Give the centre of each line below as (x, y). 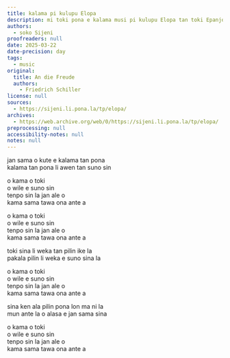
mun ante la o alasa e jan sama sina (57, 314)
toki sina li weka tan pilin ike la (50, 251)
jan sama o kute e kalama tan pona (56, 160)
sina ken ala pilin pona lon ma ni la (55, 307)
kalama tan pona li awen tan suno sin (59, 168)
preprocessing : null (37, 128)
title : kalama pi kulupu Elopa (52, 13)
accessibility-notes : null (46, 134)
